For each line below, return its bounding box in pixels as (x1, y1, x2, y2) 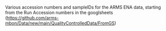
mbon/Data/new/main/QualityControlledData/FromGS (5, 20, 115, 26)
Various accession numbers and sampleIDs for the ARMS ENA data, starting (5, 4, 161, 10)
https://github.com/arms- (6, 15, 59, 20)
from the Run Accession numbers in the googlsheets (5, 9, 113, 15)
